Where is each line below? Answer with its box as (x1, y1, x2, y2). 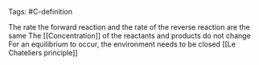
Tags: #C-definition (8, 7, 72, 16)
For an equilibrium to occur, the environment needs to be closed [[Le (8, 39, 236, 49)
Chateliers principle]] (8, 48, 78, 57)
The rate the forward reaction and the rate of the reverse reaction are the (8, 22, 251, 31)
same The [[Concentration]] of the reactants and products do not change (8, 31, 251, 40)
